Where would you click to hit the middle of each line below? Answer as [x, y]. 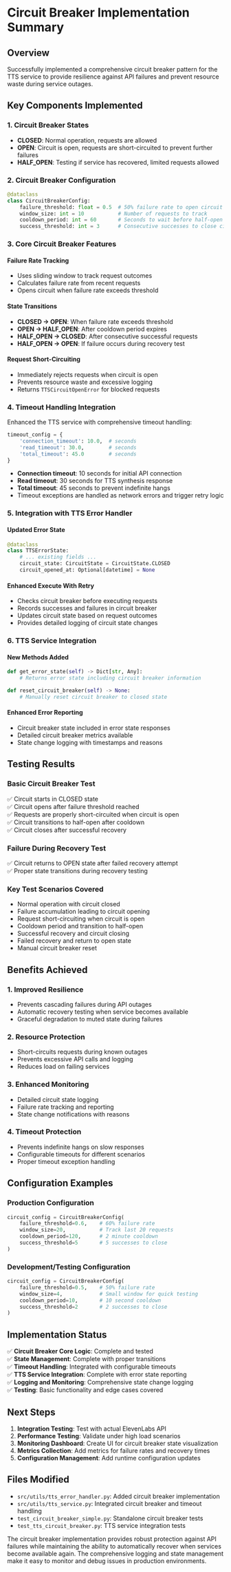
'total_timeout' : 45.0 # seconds [78, 454]
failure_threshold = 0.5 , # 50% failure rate [87, 1287]
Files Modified [38, 1480]
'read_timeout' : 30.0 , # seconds [78, 447]
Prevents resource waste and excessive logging [85, 382]
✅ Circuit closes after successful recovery [67, 830]
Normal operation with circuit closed [68, 904]
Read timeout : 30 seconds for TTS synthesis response [95, 481]
